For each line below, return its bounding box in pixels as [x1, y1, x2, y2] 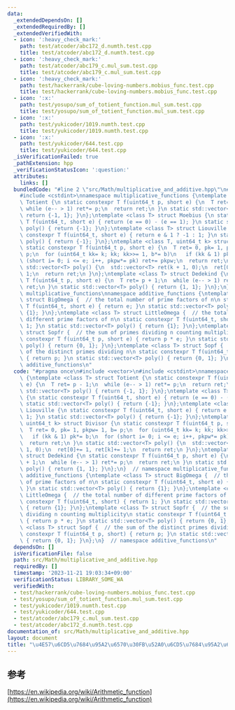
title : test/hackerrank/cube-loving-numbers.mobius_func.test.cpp [20, 88, 218, 95]
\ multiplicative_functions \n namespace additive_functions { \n [20, 290, 208, 297]
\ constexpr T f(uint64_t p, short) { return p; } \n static [20, 530, 199, 537]
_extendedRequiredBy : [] [13, 23, 86, 30]
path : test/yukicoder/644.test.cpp [20, 141, 124, 148]
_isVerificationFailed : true [13, 153, 99, 161]
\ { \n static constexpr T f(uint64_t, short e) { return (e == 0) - [20, 394, 224, 401]
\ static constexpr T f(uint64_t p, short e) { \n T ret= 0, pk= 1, [20, 244, 224, 252]
